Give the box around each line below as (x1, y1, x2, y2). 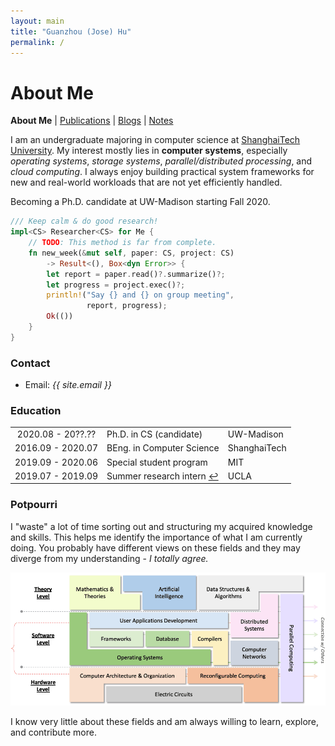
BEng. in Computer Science (106, 442, 220, 454)
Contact (10, 356, 51, 370)
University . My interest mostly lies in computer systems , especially (10, 145, 288, 157)
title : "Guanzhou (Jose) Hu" (10, 26, 132, 37)
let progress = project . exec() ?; (46, 280, 186, 290)
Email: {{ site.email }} (24, 379, 112, 391)
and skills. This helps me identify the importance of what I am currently (10, 531, 303, 543)
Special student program (106, 456, 208, 468)
